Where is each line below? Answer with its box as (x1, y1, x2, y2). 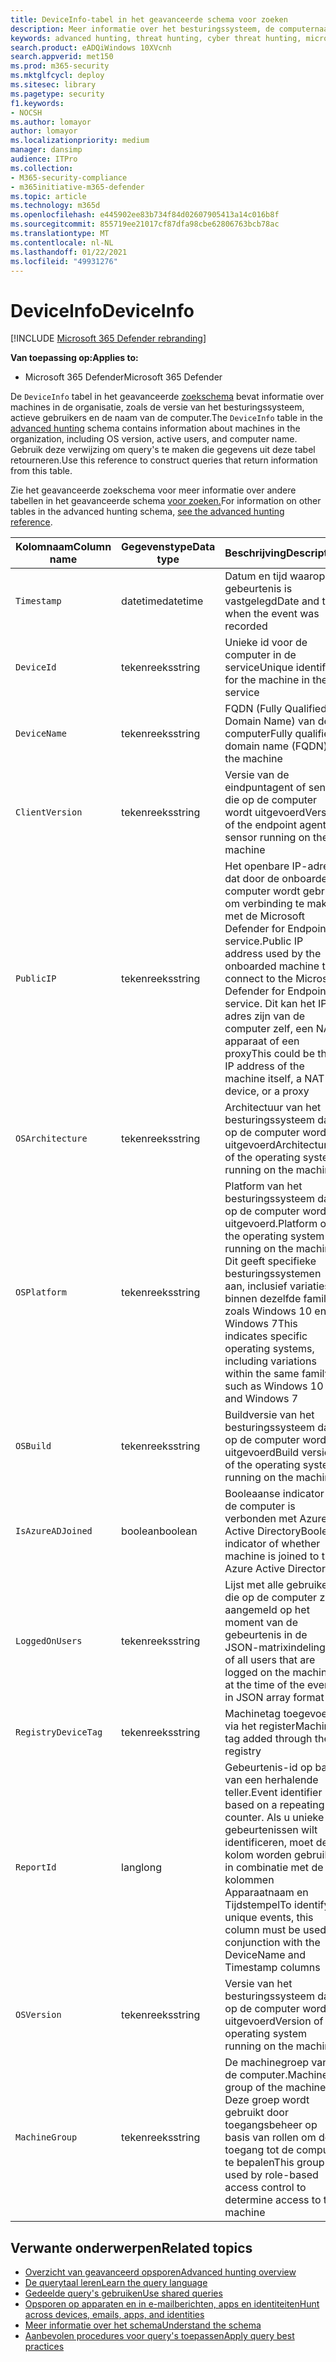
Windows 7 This (224, 1317, 298, 1331)
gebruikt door (224, 2106, 289, 2120)
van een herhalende (224, 1773, 319, 1787)
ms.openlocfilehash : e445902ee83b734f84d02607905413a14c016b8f (10, 210, 280, 220)
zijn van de (253, 1009, 305, 1023)
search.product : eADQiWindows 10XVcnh (10, 42, 172, 53)
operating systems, (224, 1342, 315, 1356)
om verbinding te (224, 897, 305, 911)
